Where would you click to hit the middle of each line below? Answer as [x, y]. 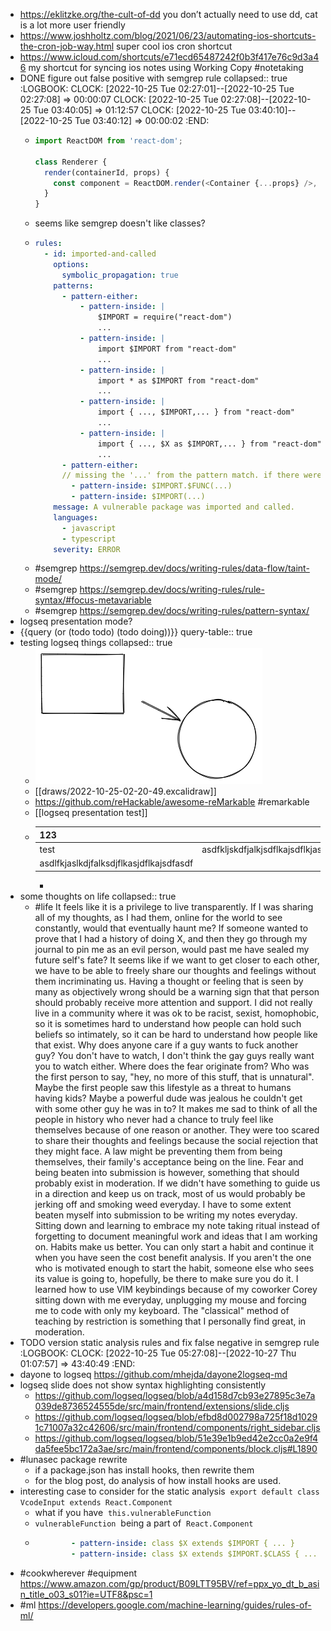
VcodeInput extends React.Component [96, 1502]
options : [71, 264]
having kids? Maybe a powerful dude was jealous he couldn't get [168, 1098]
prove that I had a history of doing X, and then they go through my [171, 938]
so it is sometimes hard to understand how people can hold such [168, 1023]
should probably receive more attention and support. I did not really [173, 1002]
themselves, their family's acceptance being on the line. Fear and [169, 1161]
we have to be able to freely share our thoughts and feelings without [175, 970]
